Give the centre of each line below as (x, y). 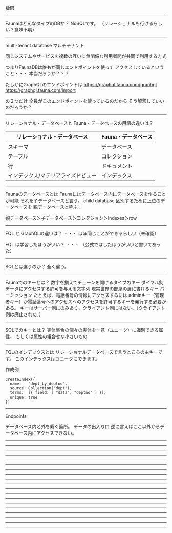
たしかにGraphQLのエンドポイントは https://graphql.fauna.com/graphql (81, 84)
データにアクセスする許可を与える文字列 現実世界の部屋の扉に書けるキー (82, 289)
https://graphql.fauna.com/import (40, 90)
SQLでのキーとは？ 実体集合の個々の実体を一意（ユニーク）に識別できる (82, 330)
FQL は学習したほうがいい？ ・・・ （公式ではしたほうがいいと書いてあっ (83, 244)
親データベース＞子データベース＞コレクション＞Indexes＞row (71, 218)
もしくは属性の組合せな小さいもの (51, 337)
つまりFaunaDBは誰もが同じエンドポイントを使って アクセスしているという (85, 67)
